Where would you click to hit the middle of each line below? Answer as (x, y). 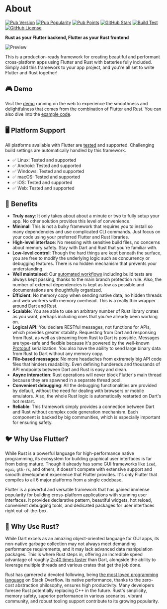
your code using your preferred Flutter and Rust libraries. (71, 237)
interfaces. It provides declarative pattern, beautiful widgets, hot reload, (79, 500)
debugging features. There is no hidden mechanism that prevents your (85, 264)
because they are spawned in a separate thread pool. (67, 380)
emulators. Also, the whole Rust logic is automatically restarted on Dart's (87, 396)
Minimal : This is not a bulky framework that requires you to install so (83, 226)
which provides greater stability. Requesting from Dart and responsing (84, 333)
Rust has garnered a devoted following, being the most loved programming (82, 575)
